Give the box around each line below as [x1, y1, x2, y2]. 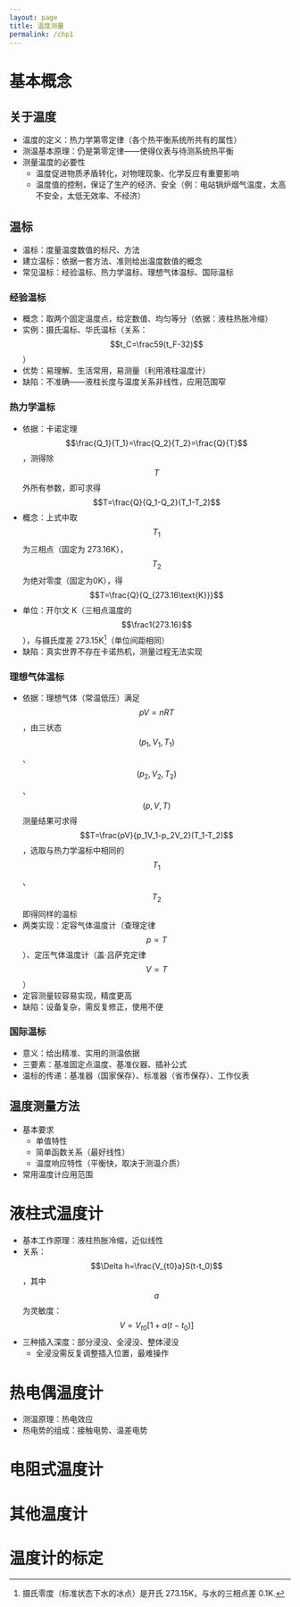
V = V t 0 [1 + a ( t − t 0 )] [119, 1319, 195, 1333]
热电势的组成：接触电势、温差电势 [21, 1425, 148, 1435]
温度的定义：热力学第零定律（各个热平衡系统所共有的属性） [21, 135, 242, 146]
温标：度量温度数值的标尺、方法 [21, 245, 140, 256]
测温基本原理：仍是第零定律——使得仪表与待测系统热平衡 [21, 146, 234, 156]
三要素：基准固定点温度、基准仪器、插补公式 [21, 1058, 187, 1069]
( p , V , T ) [142, 800, 171, 811]
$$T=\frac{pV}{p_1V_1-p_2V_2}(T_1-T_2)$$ [79, 829, 234, 840]
